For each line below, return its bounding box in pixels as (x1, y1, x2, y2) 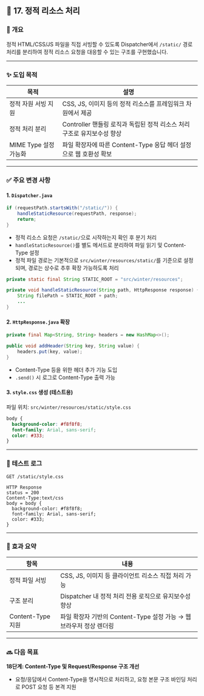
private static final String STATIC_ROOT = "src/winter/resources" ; (6, 276, 183, 282)
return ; (17, 216, 36, 222)
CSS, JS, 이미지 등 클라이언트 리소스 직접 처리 (60, 571, 184, 580)
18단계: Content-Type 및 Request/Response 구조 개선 (6, 663, 140, 670)
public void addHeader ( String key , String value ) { (6, 343, 140, 349)
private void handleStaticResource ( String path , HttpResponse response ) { (6, 287, 200, 293)
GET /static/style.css (6, 473, 64, 479)
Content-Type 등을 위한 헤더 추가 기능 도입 (15, 366, 118, 373)
